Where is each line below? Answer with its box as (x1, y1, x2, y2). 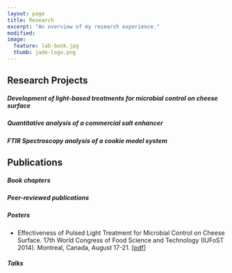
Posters (7, 211, 31, 220)
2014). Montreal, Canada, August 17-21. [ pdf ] (17, 243, 147, 251)
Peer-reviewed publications (7, 193, 90, 201)
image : (7, 36, 26, 43)
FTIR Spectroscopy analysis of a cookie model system (7, 136, 168, 144)
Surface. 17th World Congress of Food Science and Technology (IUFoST (17, 235, 224, 244)
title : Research (7, 17, 54, 24)
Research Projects (7, 74, 88, 87)
